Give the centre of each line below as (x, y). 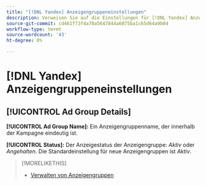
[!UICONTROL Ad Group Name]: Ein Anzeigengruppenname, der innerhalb (101, 126)
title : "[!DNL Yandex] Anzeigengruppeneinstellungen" (77, 12)
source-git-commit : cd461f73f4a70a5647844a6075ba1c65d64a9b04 (87, 23)
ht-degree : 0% (25, 40)
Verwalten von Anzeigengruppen (72, 175)
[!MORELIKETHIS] (44, 163)
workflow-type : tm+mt (34, 29)
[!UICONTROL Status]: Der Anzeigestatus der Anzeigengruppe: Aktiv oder (101, 145)
